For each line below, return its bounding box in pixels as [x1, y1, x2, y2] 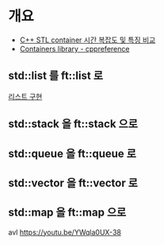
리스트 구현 [8, 91, 43, 101]
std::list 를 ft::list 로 [8, 69, 103, 83]
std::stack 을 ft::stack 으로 [8, 117, 139, 131]
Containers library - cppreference [19, 44, 130, 53]
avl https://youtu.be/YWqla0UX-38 [8, 227, 121, 237]
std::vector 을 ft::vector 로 [8, 176, 139, 189]
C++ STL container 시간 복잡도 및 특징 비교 [19, 35, 156, 45]
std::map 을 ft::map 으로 [8, 206, 127, 220]
